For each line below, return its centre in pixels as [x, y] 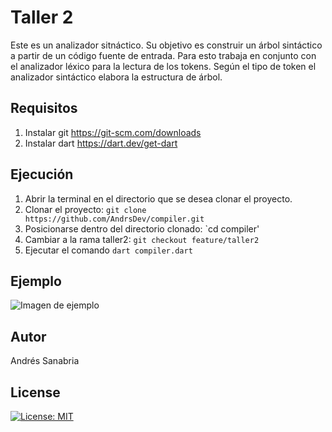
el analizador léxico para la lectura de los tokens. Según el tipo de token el [163, 66]
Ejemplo [36, 281]
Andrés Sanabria [45, 361]
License [35, 392]
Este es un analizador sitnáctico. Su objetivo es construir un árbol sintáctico [166, 45]
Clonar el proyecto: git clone [85, 209]
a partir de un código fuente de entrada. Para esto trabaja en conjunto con [163, 55]
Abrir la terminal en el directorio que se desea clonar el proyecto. [158, 198]
